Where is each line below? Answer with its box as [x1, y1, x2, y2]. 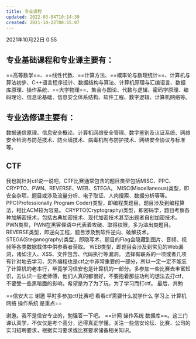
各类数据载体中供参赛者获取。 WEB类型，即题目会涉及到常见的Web [16, 243, 179, 250]
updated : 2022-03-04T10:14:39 [6, 14, 80, 20]
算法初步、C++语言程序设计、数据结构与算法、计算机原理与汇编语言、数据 [6, 79, 186, 86]
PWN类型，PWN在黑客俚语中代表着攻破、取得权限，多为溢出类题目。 [6, 221, 174, 228]
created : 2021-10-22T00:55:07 [6, 19, 80, 25]
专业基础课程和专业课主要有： [6, 55, 114, 65]
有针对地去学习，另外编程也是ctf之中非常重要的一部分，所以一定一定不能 [6, 258, 182, 265]
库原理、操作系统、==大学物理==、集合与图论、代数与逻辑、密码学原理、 [6, 86, 184, 94]
